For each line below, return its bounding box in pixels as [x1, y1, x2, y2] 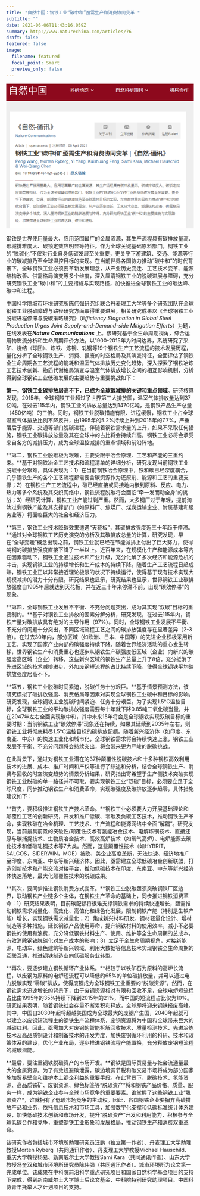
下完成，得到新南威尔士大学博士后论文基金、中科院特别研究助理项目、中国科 [6, 1176, 194, 1183]
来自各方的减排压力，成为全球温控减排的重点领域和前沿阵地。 [6, 438, 158, 446]
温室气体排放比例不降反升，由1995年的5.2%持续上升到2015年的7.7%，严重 [6, 416, 190, 423]
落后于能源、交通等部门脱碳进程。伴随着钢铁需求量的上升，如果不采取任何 [6, 423, 189, 431]
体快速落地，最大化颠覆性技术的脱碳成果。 [6, 872, 111, 879]
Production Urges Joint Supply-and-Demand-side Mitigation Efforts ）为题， [6, 322, 193, 329]
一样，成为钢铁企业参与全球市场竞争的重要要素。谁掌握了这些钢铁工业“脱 [11, 1089, 192, 1096]
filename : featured [11, 54, 60, 60]
